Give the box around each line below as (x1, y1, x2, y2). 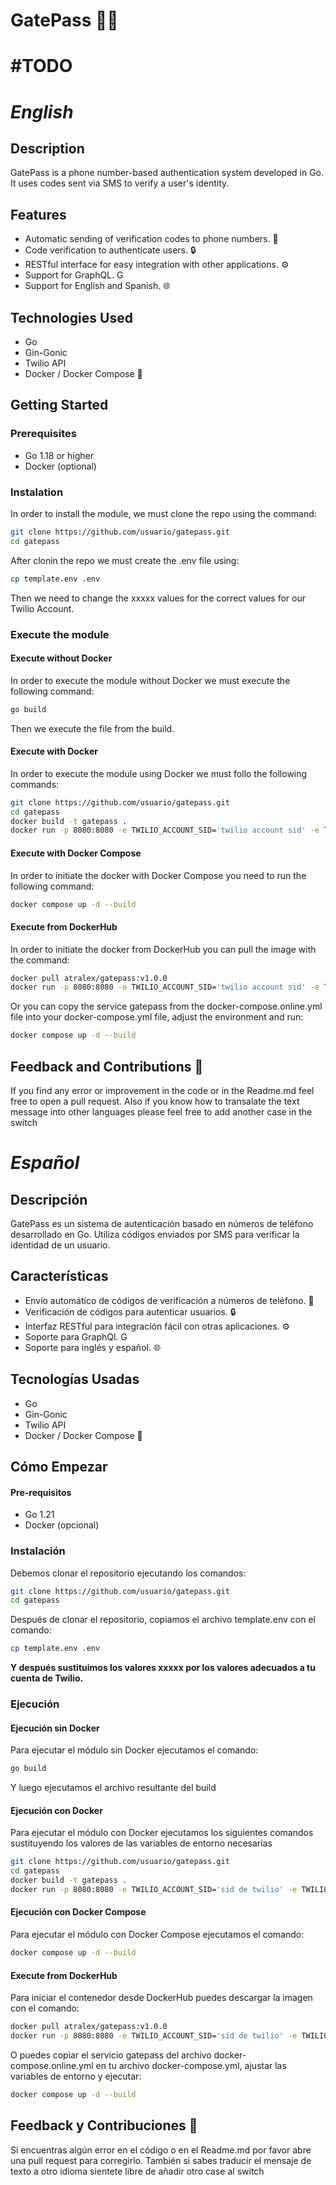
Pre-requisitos (10, 1486, 72, 1498)
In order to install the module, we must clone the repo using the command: (10, 507, 317, 519)
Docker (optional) (24, 460, 97, 472)
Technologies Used (10, 309, 133, 326)
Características (10, 1268, 109, 1285)
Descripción (10, 1191, 88, 1208)
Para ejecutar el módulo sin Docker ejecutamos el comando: (10, 1744, 259, 1756)
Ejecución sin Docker (10, 1722, 100, 1734)
